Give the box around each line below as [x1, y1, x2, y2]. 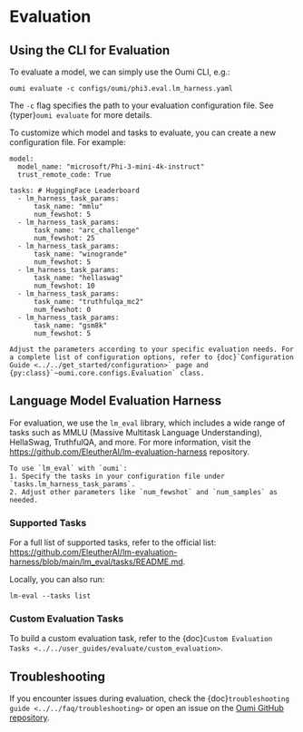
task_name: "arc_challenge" [33, 226, 141, 235]
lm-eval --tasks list [9, 591, 92, 600]
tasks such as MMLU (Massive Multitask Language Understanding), [9, 426, 263, 437]
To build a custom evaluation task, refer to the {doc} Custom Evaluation [9, 633, 273, 644]
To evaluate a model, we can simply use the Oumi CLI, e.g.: [9, 66, 230, 77]
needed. [9, 495, 39, 504]
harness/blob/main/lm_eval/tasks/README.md [9, 556, 183, 568]
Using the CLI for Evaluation [9, 43, 171, 58]
